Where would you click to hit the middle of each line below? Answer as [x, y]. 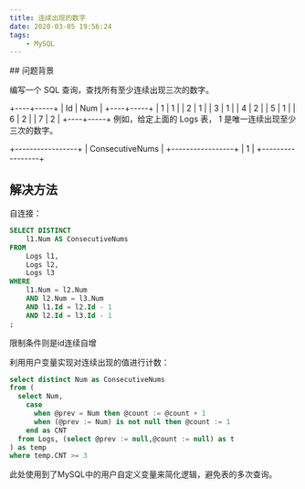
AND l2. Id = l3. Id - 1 [69, 315]
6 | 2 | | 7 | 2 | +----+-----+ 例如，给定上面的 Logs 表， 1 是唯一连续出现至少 [153, 119]
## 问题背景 [32, 70]
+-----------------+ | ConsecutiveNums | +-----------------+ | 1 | [132, 149]
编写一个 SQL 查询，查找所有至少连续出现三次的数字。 [112, 90]
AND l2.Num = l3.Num [65, 299]
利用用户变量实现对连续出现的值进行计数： [89, 362]
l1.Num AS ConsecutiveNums [77, 239]
